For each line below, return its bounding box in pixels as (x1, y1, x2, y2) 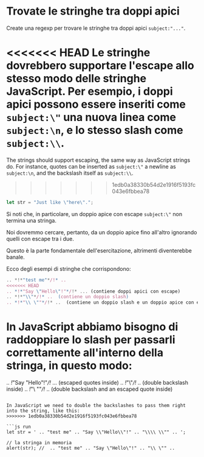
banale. (6, 253, 25, 260)
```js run (6, 424, 32, 430)
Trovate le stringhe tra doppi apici (6, 4, 180, 18)
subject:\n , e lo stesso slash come (6, 124, 183, 138)
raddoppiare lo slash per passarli (6, 333, 175, 347)
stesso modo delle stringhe (6, 72, 147, 86)
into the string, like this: (6, 408, 80, 414)
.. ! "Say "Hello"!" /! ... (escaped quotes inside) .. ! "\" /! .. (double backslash (6, 379, 189, 386)
